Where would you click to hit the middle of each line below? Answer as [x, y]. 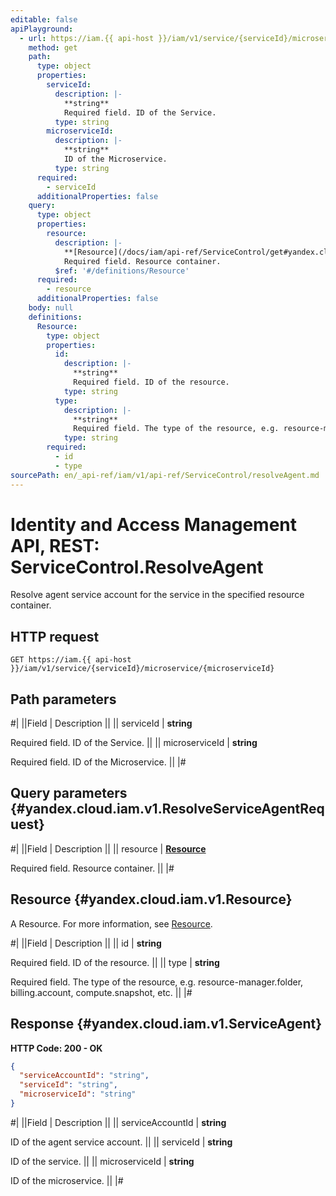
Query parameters [69, 793]
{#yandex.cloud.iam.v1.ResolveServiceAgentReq [167, 809]
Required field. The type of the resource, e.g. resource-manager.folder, [157, 982]
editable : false [44, 19]
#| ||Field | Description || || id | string [86, 943]
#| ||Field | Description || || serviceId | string [101, 723]
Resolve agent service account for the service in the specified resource [157, 595]
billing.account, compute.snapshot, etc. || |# [101, 992]
